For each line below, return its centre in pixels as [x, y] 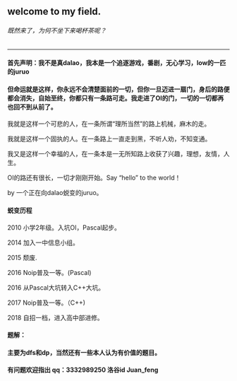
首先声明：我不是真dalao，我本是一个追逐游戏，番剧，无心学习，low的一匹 [117, 63]
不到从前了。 [38, 107]
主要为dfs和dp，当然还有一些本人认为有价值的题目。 [84, 352]
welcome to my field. [54, 12]
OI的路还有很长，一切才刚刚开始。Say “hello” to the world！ [94, 178]
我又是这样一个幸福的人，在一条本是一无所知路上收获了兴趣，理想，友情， [115, 154]
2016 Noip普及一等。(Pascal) [49, 272]
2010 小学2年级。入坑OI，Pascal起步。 [64, 227]
